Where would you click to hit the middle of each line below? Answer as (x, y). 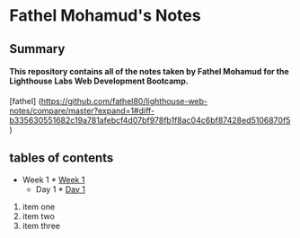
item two (39, 216)
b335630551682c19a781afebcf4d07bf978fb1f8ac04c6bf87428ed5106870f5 (150, 120)
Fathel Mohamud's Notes (105, 16)
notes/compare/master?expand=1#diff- (82, 110)
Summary (37, 49)
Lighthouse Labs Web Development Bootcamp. (99, 81)
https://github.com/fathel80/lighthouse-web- (124, 101)
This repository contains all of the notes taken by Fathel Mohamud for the (149, 72)
